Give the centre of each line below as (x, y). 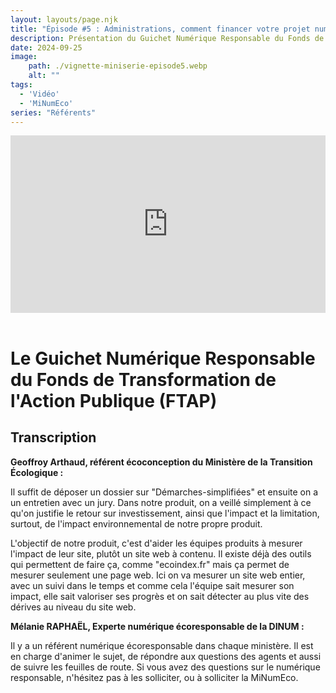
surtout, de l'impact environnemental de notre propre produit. (136, 523)
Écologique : (37, 472)
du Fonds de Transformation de (143, 380)
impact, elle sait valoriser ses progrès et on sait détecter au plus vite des (160, 596)
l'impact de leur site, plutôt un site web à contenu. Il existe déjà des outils (161, 553)
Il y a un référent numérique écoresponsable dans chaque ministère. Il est (162, 645)
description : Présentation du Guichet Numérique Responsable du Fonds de (167, 38)
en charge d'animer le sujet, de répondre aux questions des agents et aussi (166, 656)
